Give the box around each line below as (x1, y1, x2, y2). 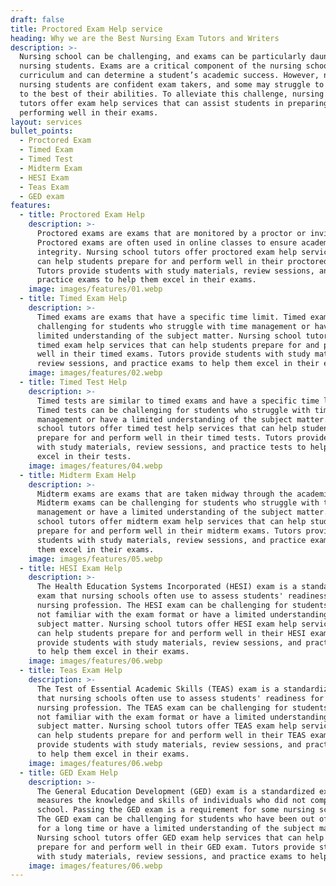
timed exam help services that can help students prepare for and (36, 340, 320, 350)
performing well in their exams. (19, 107, 159, 118)
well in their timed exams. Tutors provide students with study (36, 349, 311, 360)
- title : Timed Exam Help (19, 294, 128, 304)
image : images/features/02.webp (28, 368, 163, 378)
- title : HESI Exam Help (19, 563, 123, 573)
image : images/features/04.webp (28, 461, 163, 471)
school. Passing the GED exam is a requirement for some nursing (36, 805, 315, 815)
